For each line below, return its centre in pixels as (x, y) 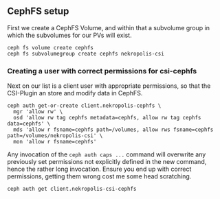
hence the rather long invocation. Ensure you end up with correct (99, 169)
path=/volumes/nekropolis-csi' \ (55, 136)
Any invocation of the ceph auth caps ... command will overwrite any (107, 154)
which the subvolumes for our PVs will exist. (69, 35)
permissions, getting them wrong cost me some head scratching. (99, 176)
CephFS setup (38, 11)
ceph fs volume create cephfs (51, 47)
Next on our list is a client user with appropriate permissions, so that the (109, 86)
